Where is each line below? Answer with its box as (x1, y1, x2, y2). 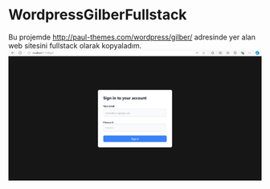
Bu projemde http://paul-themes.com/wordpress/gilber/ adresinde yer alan (8, 32, 256, 42)
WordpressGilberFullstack (8, 6, 187, 24)
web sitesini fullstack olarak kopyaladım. (8, 40, 142, 50)
